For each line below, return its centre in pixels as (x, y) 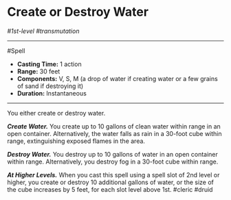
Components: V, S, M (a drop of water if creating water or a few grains (117, 78)
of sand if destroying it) (50, 86)
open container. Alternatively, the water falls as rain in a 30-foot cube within (114, 133)
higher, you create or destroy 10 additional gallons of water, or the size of (111, 182)
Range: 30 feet (38, 71)
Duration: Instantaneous (52, 93)
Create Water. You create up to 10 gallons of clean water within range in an (114, 126)
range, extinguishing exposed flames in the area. (76, 141)
